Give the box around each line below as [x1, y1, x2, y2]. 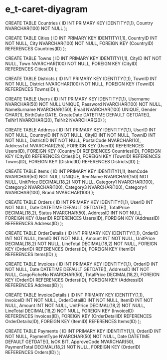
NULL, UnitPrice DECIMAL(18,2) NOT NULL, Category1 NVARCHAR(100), [5, 179, 154, 185]
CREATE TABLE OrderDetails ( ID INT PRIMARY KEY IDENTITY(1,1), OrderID [5, 230, 159, 236]
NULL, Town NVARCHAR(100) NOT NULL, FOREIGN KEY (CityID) [5, 60, 138, 66]
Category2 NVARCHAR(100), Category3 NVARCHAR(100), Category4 [5, 184, 147, 190]
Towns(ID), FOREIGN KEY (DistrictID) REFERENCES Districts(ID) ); [5, 158, 140, 164]
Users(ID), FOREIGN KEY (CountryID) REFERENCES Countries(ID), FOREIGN [5, 148, 161, 154]
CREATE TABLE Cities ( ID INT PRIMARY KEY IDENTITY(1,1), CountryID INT [5, 35, 158, 41]
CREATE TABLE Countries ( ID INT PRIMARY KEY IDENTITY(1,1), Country [5, 20, 153, 26]
